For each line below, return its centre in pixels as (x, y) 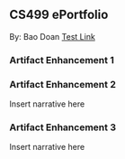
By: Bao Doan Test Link (53, 36)
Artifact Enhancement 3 (63, 127)
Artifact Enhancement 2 (63, 84)
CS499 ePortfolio (59, 15)
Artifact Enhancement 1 (62, 60)
